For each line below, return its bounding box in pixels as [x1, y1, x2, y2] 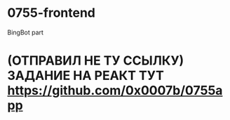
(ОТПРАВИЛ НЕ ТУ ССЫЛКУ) [7, 53, 184, 69]
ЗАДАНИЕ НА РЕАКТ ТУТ [7, 68, 165, 84]
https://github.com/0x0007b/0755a [7, 83, 223, 99]
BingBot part [7, 28, 44, 36]
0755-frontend [7, 5, 96, 21]
